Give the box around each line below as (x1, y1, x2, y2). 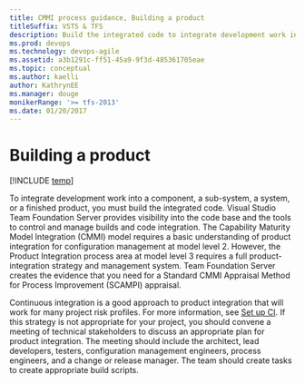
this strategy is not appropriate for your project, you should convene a (9, 317, 271, 328)
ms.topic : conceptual (9, 64, 92, 74)
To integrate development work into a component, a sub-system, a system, (9, 192, 290, 204)
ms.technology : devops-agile (9, 47, 120, 56)
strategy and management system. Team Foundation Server (51, 261, 276, 271)
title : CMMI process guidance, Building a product (9, 13, 205, 23)
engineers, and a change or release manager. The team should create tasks (9, 355, 292, 366)
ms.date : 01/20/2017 (9, 106, 88, 115)
